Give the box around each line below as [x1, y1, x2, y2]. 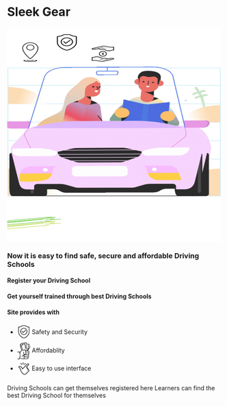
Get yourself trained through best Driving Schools [7, 292, 152, 300]
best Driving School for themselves [7, 391, 106, 399]
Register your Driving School [7, 276, 91, 285]
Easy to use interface [31, 364, 92, 372]
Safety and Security [31, 328, 88, 336]
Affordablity [31, 346, 65, 354]
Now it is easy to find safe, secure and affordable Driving [7, 251, 200, 261]
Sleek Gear [7, 4, 70, 20]
